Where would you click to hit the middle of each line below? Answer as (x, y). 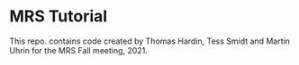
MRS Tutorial (59, 16)
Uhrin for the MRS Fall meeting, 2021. (79, 50)
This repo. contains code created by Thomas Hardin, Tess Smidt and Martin (150, 41)
